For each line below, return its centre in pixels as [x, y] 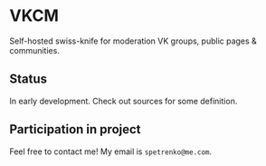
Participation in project [76, 129]
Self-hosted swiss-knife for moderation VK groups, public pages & [133, 41]
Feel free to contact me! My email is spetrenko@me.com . [111, 151]
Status [28, 79]
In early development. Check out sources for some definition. [123, 101]
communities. [35, 50]
